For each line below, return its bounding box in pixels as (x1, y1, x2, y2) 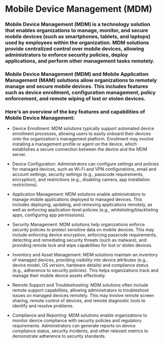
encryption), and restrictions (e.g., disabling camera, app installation (12, 177, 150, 183)
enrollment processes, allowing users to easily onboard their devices (12, 131, 151, 137)
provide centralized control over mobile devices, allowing (5, 46, 144, 52)
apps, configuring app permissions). (12, 212, 86, 218)
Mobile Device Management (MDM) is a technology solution (5, 21, 151, 28)
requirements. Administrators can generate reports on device (12, 323, 136, 329)
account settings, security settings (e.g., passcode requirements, (12, 171, 144, 177)
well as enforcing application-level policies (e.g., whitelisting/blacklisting (12, 207, 158, 213)
